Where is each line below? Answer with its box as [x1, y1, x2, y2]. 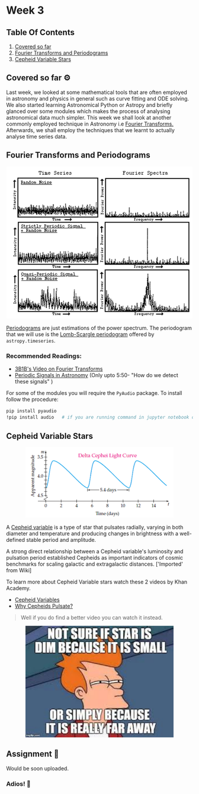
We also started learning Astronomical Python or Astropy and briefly [6, 101, 173, 108]
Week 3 [6, 4, 44, 17]
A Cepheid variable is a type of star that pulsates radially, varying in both [6, 524, 184, 531]
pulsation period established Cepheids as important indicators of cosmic [6, 554, 184, 561]
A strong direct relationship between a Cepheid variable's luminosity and [6, 548, 184, 555]
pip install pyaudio [6, 408, 57, 414]
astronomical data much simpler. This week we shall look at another [6, 114, 172, 121]
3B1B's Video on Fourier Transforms [14, 365, 103, 372]
